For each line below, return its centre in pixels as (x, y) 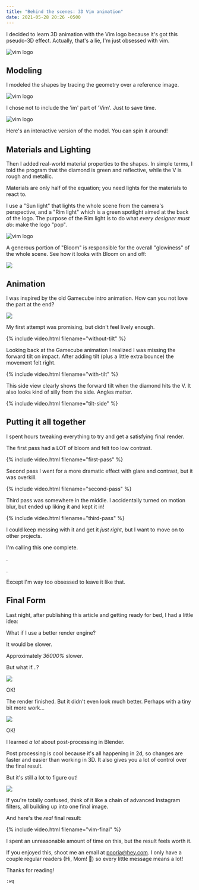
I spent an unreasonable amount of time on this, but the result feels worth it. (99, 841)
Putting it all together (46, 422)
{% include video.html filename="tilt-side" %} (62, 403)
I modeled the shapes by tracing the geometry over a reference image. (93, 85)
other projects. (24, 536)
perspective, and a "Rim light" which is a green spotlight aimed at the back (97, 212)
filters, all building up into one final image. (57, 806)
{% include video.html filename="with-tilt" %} (62, 374)
